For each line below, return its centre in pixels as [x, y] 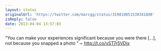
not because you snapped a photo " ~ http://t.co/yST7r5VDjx [68, 43]
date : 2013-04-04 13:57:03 [33, 24]
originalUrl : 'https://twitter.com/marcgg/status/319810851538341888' [80, 14]
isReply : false [21, 19]
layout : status [21, 10]
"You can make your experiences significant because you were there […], [80, 38]
